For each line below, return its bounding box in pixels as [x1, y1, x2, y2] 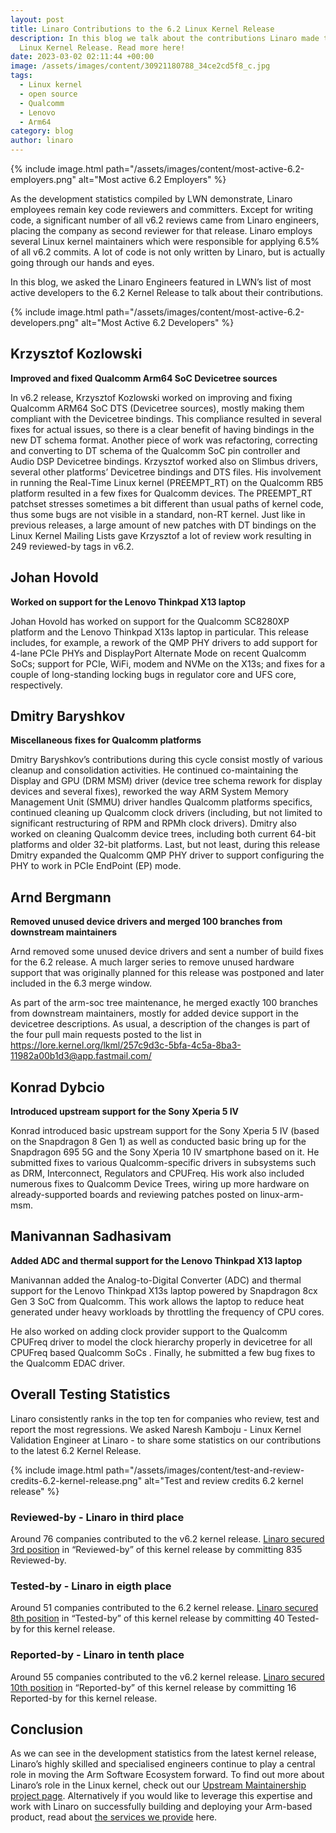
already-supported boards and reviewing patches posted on [10, 1189, 258, 1201]
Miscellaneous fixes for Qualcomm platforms [10, 734, 202, 746]
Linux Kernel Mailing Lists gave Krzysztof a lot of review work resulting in [10, 529, 312, 541]
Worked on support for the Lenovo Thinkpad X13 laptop [10, 596, 246, 608]
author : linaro [10, 136, 74, 146]
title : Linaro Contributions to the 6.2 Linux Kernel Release [10, 24, 275, 34]
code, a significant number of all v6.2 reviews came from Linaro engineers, [10, 214, 320, 226]
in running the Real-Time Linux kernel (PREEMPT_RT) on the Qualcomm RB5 [10, 476, 324, 488]
